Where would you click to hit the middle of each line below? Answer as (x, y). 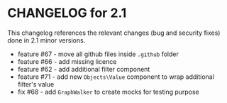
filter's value (36, 84)
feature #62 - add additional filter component (84, 69)
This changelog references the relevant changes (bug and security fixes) (114, 33)
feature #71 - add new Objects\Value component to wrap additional (116, 77)
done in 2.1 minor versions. (46, 40)
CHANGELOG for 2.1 (67, 13)
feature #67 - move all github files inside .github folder (98, 54)
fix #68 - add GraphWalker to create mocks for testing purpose (109, 92)
